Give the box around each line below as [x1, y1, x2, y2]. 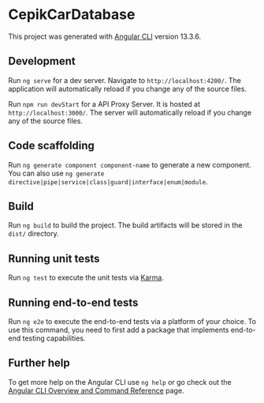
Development [8, 55, 76, 68]
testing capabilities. [22, 333, 86, 343]
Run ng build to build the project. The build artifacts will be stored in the [8, 220, 243, 230]
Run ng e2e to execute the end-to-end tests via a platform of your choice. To [8, 317, 257, 326]
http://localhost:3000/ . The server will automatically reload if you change [8, 107, 252, 117]
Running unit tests [8, 251, 100, 266]
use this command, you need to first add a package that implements [8, 326, 229, 334]
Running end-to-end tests [8, 296, 139, 309]
